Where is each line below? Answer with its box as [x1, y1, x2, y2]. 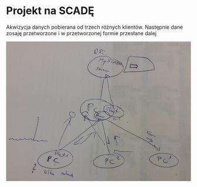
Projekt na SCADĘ [6, 4, 95, 18]
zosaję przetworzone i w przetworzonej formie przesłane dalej [6, 29, 157, 36]
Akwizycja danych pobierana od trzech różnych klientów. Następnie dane [6, 23, 184, 30]
